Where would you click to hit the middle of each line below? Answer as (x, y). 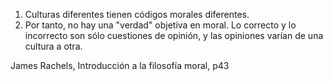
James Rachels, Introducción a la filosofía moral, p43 (120, 65)
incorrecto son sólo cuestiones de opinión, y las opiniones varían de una (174, 35)
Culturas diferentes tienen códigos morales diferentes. (137, 14)
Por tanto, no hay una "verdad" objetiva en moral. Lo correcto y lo (160, 25)
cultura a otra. (53, 46)
